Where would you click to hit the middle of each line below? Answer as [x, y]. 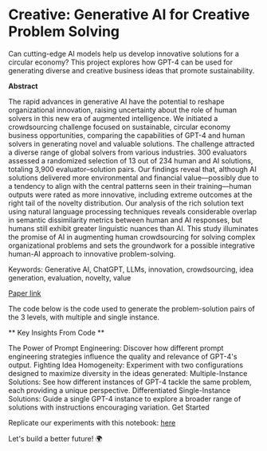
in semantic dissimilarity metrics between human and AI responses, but [126, 220]
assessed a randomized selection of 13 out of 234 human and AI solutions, [131, 160]
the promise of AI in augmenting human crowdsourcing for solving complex [132, 237]
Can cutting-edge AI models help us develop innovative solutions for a [124, 53]
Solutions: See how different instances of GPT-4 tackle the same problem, [130, 382]
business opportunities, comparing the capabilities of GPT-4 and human [127, 135]
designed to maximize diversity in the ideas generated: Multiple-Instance [128, 373]
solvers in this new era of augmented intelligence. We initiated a [113, 118]
